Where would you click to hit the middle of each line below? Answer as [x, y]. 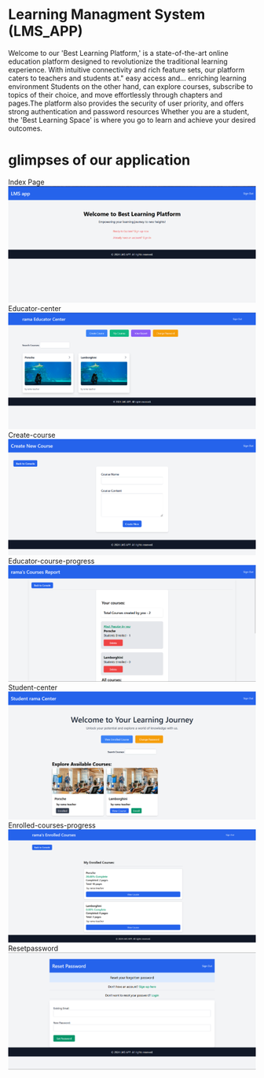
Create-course [32, 435]
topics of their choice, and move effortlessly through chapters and [115, 94]
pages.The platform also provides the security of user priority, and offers [126, 103]
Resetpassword [33, 948]
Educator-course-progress [51, 561]
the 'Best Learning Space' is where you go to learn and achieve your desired [132, 120]
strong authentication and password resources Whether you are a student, [129, 111]
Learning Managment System [107, 15]
